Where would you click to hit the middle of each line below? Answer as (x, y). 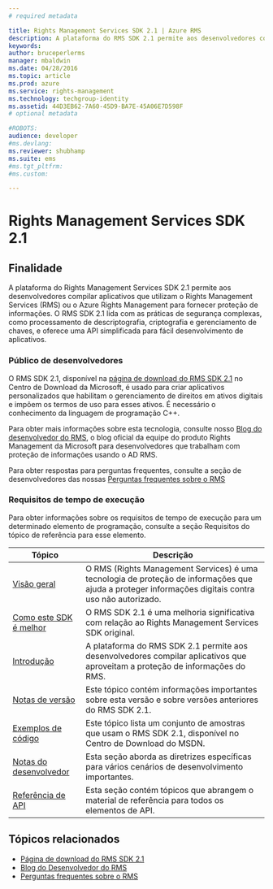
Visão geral (34, 583)
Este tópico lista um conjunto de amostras (165, 722)
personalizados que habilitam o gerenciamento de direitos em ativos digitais (136, 396)
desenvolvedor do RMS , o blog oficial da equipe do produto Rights (120, 437)
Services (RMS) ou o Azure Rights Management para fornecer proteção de (133, 305)
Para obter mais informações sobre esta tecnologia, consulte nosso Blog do (135, 428)
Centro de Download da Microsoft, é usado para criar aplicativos (117, 387)
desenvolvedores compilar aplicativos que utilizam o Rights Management (131, 297)
